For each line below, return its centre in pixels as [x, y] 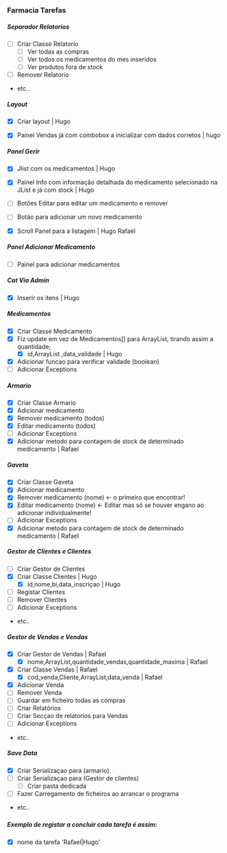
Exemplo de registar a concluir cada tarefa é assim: [82, 825]
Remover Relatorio [43, 75]
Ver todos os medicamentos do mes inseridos [92, 60]
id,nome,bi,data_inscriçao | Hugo [74, 584]
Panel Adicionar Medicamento [51, 247]
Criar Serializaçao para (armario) [63, 770]
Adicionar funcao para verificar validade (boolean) [88, 361]
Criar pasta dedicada [57, 786]
